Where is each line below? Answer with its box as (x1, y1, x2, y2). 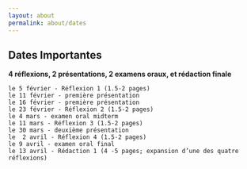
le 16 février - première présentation (8, 98, 140, 107)
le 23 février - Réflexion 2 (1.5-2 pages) (8, 106, 154, 113)
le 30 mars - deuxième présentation (8, 126, 129, 135)
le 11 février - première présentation (8, 92, 140, 100)
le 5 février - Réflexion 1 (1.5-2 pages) (8, 85, 150, 93)
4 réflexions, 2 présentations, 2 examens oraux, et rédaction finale (8, 69, 232, 79)
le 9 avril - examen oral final (8, 140, 115, 148)
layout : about (8, 11, 55, 20)
